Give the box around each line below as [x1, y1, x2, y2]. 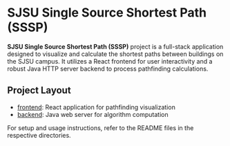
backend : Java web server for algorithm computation [17, 110, 169, 118]
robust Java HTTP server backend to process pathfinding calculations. [7, 64, 209, 73]
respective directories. [7, 131, 71, 139]
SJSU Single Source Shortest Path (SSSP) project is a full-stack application [7, 42, 224, 51]
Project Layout [7, 84, 71, 96]
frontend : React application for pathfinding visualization [17, 102, 176, 111]
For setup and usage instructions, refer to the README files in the [7, 123, 194, 132]
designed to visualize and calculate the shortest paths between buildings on [7, 50, 224, 58]
